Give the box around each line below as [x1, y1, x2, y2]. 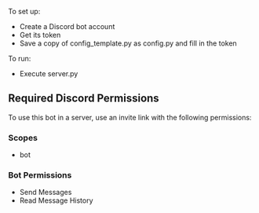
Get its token [19, 31, 61, 39]
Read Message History [19, 196, 93, 205]
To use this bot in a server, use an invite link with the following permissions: [8, 112, 252, 122]
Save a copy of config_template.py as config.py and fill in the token [19, 39, 237, 48]
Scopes [8, 132, 38, 143]
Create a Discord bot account [19, 22, 115, 31]
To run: [8, 54, 31, 63]
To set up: [8, 7, 41, 16]
